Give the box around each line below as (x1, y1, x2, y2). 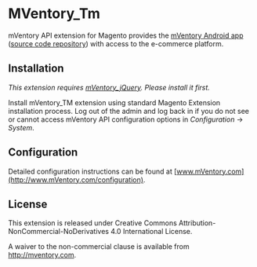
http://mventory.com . (8, 251, 77, 260)
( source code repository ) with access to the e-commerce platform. (8, 38, 224, 48)
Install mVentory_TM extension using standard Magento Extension (8, 97, 221, 107)
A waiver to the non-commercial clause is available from (8, 242, 190, 251)
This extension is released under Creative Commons (8, 218, 178, 228)
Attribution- (179, 218, 216, 228)
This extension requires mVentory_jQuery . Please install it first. (8, 82, 210, 92)
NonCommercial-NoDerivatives (8, 227, 110, 236)
